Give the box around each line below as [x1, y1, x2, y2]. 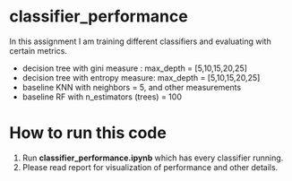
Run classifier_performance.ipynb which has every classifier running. [21, 152, 284, 163]
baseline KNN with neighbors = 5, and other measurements [21, 82, 242, 92]
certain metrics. [9, 45, 67, 56]
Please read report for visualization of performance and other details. [21, 161, 279, 172]
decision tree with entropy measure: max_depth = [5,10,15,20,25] [21, 72, 261, 82]
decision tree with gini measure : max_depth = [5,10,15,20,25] [21, 63, 248, 73]
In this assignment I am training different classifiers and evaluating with [9, 36, 271, 47]
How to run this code [9, 123, 167, 143]
